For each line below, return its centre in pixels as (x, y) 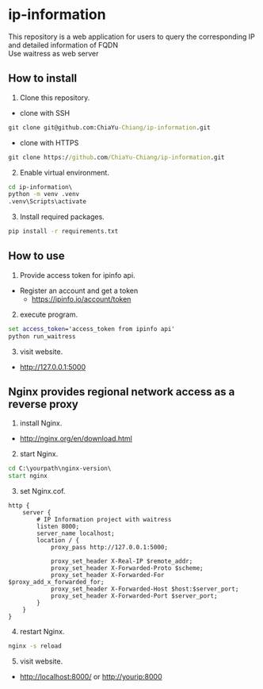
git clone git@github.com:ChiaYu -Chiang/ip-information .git (110, 127)
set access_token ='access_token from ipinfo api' (92, 329)
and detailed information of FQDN (63, 44)
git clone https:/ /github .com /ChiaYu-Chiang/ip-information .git (116, 157)
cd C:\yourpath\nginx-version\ (60, 469)
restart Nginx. (42, 632)
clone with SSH (44, 113)
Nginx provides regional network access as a (122, 392)
